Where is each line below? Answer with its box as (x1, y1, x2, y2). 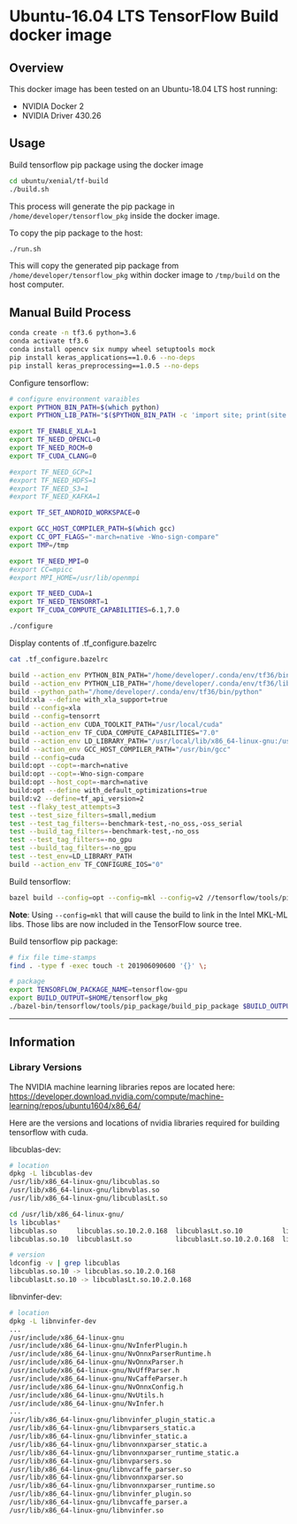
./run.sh (9, 244, 42, 253)
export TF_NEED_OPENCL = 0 (9, 436, 101, 445)
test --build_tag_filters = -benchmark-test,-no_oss (9, 827, 200, 836)
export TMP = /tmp (9, 540, 69, 550)
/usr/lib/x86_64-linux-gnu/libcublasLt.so (9, 1194, 168, 1203)
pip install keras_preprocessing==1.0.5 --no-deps (9, 361, 200, 370)
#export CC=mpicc (9, 565, 73, 574)
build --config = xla (9, 704, 81, 713)
